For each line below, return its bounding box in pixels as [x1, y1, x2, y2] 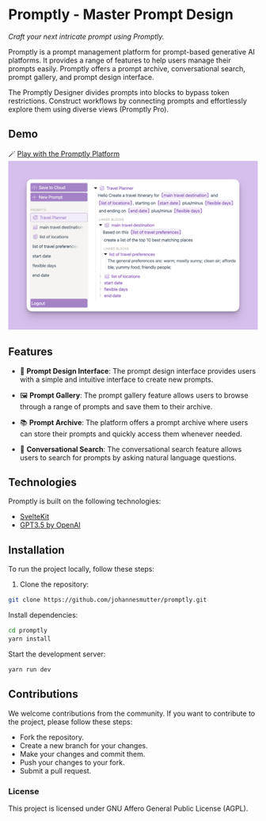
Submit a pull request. [19, 766, 92, 775]
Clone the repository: [19, 580, 89, 589]
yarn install [8, 635, 51, 643]
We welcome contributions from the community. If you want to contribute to [8, 709, 256, 718]
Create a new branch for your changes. [19, 740, 148, 750]
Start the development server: [8, 649, 106, 659]
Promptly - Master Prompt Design [8, 6, 234, 24]
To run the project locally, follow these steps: [8, 564, 154, 574]
